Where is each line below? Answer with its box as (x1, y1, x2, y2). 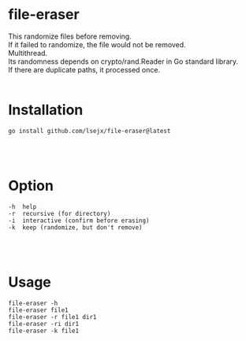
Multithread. (8, 48, 48, 57)
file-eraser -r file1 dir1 (8, 313, 97, 321)
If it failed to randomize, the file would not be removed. (8, 39, 187, 49)
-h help (8, 202, 37, 210)
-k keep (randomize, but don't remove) (8, 223, 143, 232)
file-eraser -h (8, 299, 58, 307)
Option (8, 177, 54, 195)
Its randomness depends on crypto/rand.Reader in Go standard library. (8, 57, 239, 66)
